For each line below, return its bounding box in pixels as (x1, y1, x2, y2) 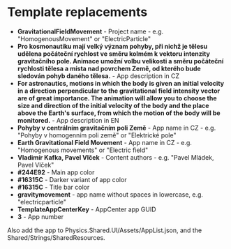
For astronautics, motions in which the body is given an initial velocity (17, 79, 225, 87)
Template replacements (7, 4, 148, 20)
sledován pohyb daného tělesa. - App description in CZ (17, 71, 180, 80)
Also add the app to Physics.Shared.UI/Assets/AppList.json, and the (7, 226, 202, 234)
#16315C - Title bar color (17, 183, 90, 191)
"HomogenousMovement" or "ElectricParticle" (17, 34, 151, 43)
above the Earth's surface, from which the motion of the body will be (17, 109, 221, 117)
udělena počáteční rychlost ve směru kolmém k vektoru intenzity (17, 50, 211, 58)
